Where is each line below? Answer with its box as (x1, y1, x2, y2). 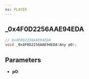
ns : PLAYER (5, 7, 27, 12)
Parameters (5, 56, 41, 64)
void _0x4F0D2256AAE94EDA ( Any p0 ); (5, 42, 77, 47)
